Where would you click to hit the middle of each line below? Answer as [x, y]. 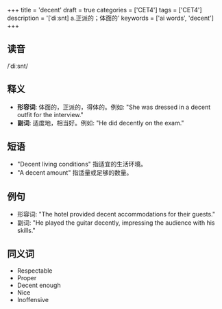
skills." [26, 231]
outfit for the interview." [50, 114]
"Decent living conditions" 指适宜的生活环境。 [82, 164]
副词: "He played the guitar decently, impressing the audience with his [116, 223]
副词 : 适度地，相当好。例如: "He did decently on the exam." [100, 123]
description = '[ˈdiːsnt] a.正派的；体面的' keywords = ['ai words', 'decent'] [111, 18]
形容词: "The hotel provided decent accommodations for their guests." [116, 214]
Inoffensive [33, 300]
